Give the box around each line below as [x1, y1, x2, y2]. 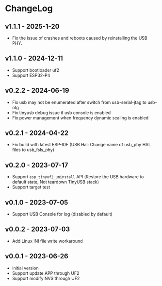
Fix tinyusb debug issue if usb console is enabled [12, 110, 111, 116]
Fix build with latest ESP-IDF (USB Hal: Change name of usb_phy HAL [12, 142, 151, 148]
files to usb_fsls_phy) [12, 147, 55, 153]
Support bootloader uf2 [12, 67, 60, 73]
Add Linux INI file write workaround [12, 238, 83, 244]
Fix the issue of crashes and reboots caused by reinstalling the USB [12, 35, 148, 41]
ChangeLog [5, 3, 53, 14]
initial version [12, 265, 39, 271]
